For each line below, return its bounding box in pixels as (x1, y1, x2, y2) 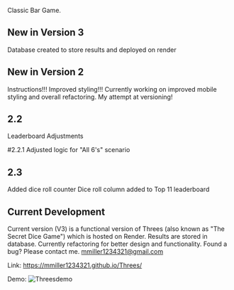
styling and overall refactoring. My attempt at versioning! (7, 92, 173, 101)
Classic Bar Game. (7, 6, 62, 14)
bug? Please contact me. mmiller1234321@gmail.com (7, 247, 164, 256)
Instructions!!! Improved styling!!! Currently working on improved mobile (7, 85, 218, 93)
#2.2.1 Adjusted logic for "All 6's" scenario (7, 146, 130, 154)
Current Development (7, 205, 105, 217)
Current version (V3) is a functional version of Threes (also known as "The (7, 225, 225, 233)
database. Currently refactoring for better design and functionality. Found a (7, 240, 228, 248)
